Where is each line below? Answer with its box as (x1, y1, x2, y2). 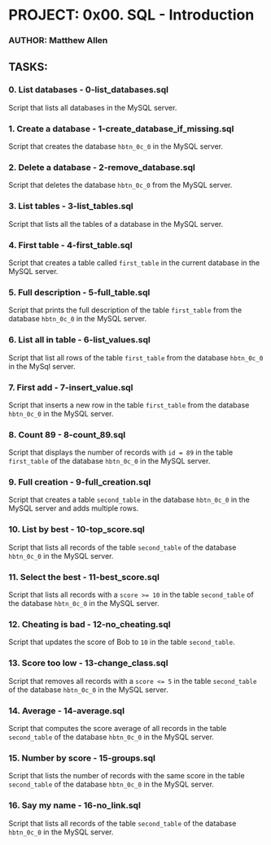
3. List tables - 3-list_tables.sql (8, 201, 133, 212)
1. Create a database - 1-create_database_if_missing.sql (8, 123, 234, 134)
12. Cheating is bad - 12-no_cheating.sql (8, 618, 171, 629)
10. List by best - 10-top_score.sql (8, 524, 145, 535)
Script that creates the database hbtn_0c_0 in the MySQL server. (8, 142, 224, 151)
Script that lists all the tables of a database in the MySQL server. (8, 219, 224, 229)
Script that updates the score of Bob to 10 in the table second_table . (8, 637, 235, 647)
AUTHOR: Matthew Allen (8, 35, 108, 46)
